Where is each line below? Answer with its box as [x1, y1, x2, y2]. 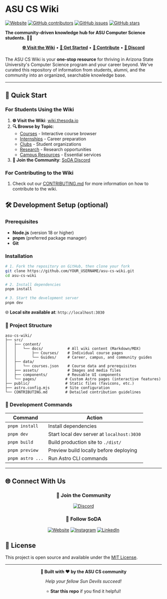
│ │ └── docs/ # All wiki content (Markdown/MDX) [5, 346, 141, 351]
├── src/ [5, 338, 23, 342]
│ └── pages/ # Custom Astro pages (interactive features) [5, 377, 162, 382]
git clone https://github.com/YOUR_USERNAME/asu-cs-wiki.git [5, 268, 135, 273]
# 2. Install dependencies [5, 282, 61, 287]
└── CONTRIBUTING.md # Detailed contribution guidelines [5, 390, 141, 395]
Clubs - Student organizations [19, 141, 82, 147]
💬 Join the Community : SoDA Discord [12, 157, 90, 163]
